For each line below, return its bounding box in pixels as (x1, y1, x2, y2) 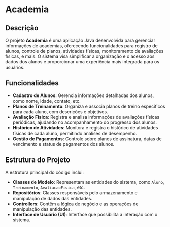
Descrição (5, 24, 39, 33)
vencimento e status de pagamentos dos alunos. (12, 141, 115, 147)
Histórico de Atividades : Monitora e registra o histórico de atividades (12, 124, 158, 131)
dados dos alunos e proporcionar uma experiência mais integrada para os (5, 59, 160, 64)
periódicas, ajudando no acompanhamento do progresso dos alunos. (12, 119, 157, 125)
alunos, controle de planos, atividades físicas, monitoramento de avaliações (5, 48, 164, 54)
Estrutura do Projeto (5, 156, 71, 165)
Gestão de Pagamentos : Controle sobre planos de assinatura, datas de (12, 136, 162, 142)
